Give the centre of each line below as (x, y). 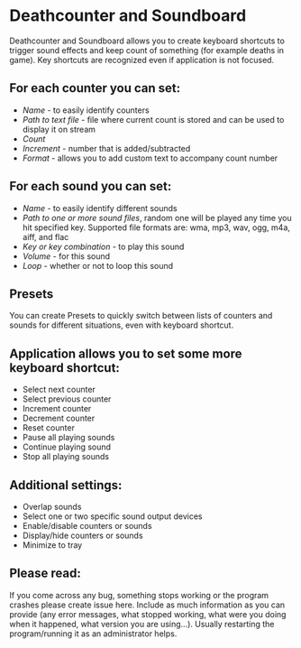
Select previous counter (67, 399)
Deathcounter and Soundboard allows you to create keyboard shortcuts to (147, 41)
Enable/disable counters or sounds (87, 526)
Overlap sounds (52, 507)
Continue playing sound (66, 447)
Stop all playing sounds (66, 457)
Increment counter (57, 409)
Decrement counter (59, 418)
